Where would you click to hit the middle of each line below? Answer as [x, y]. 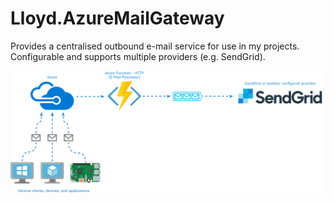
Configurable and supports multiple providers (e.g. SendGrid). [138, 56]
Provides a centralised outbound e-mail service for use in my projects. [155, 46]
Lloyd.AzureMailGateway [117, 18]
